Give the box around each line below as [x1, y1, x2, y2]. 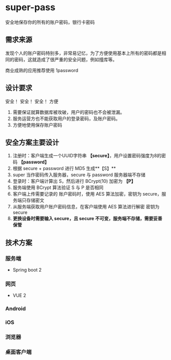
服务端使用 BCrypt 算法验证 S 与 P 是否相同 [12, 184, 104, 190]
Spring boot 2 [12, 267, 42, 273]
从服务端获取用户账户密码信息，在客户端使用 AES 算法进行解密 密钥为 [12, 204, 160, 210]
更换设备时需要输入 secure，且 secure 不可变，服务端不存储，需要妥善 [12, 215, 162, 222]
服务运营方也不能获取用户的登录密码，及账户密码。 [12, 115, 120, 122]
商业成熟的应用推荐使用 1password [5, 67, 79, 73]
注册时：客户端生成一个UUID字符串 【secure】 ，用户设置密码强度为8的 [12, 153, 162, 159]
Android [5, 305, 26, 313]
